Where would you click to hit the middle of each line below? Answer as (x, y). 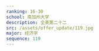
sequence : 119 (24, 39)
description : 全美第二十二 (37, 22)
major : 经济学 (22, 33)
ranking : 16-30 (25, 11)
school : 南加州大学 (28, 17)
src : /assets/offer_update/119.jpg (50, 28)
